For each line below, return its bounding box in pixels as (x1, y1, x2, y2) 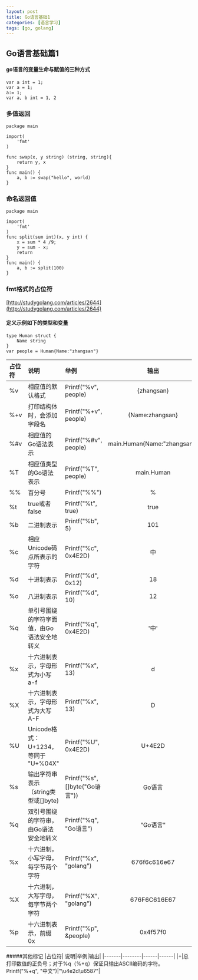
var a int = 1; (6, 79, 44, 85)
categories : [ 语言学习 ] (6, 19, 61, 25)
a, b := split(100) (16, 265, 65, 271)
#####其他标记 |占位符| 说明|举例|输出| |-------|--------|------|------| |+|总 (6, 952, 189, 959)
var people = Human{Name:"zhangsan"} (6, 348, 99, 354)
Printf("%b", (64, 517, 99, 525)
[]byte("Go (64, 782, 95, 790)
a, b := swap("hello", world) (16, 175, 91, 181)
